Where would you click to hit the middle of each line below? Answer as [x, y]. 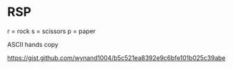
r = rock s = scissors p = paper [51, 31]
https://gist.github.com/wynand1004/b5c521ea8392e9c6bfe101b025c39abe [116, 58]
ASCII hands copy [33, 44]
